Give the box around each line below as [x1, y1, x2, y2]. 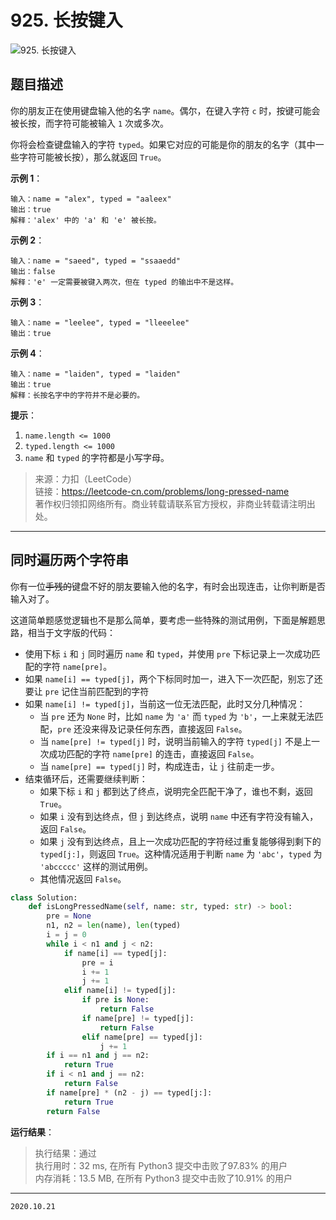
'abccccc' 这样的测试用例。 [39, 860, 153, 872]
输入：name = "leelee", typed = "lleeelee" [10, 317, 190, 328]
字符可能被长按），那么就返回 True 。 [18, 151, 167, 163]
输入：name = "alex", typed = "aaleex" [10, 194, 172, 204]
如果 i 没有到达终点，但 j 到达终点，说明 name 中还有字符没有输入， [39, 810, 319, 822]
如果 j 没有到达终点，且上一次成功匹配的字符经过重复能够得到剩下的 [39, 835, 322, 847]
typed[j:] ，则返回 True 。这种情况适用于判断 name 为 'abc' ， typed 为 [39, 847, 323, 860]
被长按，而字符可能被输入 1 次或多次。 [10, 117, 170, 129]
